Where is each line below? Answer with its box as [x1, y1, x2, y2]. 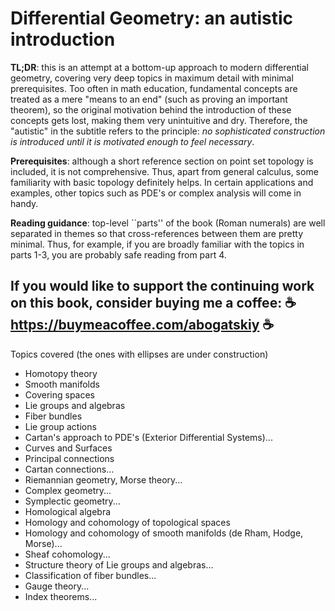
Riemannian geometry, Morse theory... [24, 473, 183, 486]
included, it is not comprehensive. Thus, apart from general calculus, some [10, 165, 319, 177]
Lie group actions [24, 420, 97, 432]
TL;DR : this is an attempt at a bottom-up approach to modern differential [10, 61, 309, 73]
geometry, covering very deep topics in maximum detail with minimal [10, 72, 294, 84]
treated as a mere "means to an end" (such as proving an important [10, 93, 288, 105]
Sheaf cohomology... [24, 548, 111, 560]
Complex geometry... [24, 484, 112, 496]
